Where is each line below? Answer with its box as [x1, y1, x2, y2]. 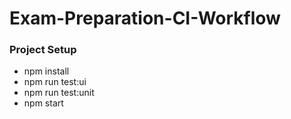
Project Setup [9, 43, 77, 57]
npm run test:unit [23, 87, 95, 99]
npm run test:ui [23, 76, 87, 88]
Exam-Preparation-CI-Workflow [9, 7, 281, 30]
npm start [23, 97, 64, 109]
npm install [23, 65, 70, 77]
